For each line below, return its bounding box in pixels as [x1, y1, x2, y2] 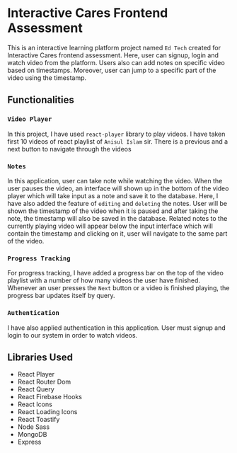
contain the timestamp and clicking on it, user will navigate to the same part [7, 229, 228, 238]
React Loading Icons [17, 408, 78, 416]
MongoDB [17, 430, 47, 439]
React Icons [17, 400, 53, 408]
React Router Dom [17, 377, 71, 386]
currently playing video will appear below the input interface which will [7, 222, 214, 230]
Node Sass [17, 423, 50, 431]
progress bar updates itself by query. [7, 292, 115, 300]
